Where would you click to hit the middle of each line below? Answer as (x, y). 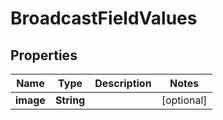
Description (123, 83)
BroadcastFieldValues (104, 18)
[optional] (184, 100)
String (70, 100)
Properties (44, 55)
